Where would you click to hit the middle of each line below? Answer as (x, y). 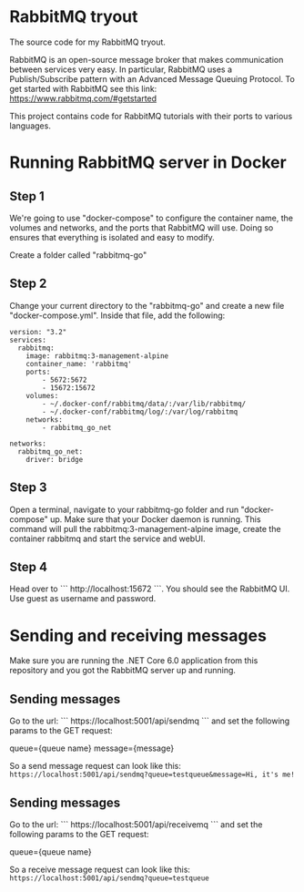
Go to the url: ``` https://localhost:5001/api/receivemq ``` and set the (136, 824)
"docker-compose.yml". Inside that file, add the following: (117, 315)
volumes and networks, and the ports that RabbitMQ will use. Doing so (142, 227)
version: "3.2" (38, 332)
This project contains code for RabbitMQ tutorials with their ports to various (151, 116)
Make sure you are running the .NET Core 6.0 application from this (134, 661)
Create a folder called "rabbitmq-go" (78, 255)
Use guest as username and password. (83, 599)
